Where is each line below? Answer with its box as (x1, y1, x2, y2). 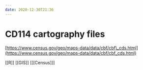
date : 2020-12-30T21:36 (5, 7, 54, 12)
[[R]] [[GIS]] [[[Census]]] (5, 60, 55, 66)
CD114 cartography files (5, 28, 105, 39)
